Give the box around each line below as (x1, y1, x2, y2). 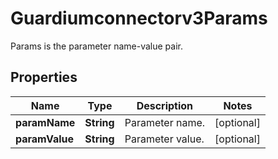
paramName (15, 115, 76, 129)
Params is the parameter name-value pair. (10, 40, 183, 52)
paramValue (15, 132, 75, 146)
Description (136, 98, 194, 112)
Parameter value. (124, 132, 205, 146)
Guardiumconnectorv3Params (10, 7, 268, 30)
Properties (10, 69, 78, 86)
